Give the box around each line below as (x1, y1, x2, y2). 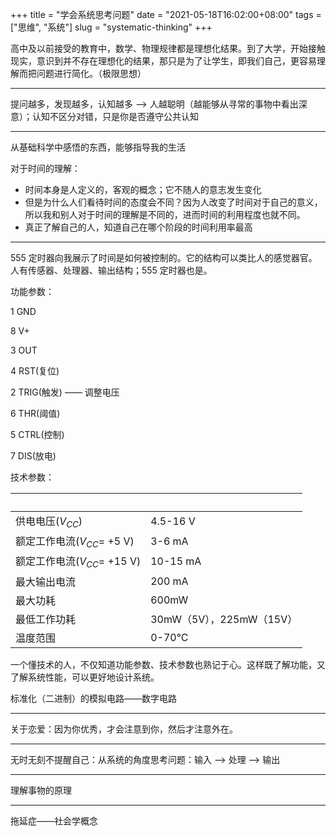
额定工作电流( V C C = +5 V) (15, 534, 135, 550)
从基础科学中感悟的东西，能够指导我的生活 (10, 141, 186, 153)
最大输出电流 (15, 574, 77, 588)
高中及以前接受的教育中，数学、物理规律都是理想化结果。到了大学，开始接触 (10, 43, 326, 54)
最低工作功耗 (15, 612, 77, 626)
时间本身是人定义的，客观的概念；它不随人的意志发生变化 (24, 184, 262, 195)
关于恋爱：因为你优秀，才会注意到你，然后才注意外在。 (10, 723, 238, 735)
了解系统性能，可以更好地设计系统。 (10, 671, 160, 683)
